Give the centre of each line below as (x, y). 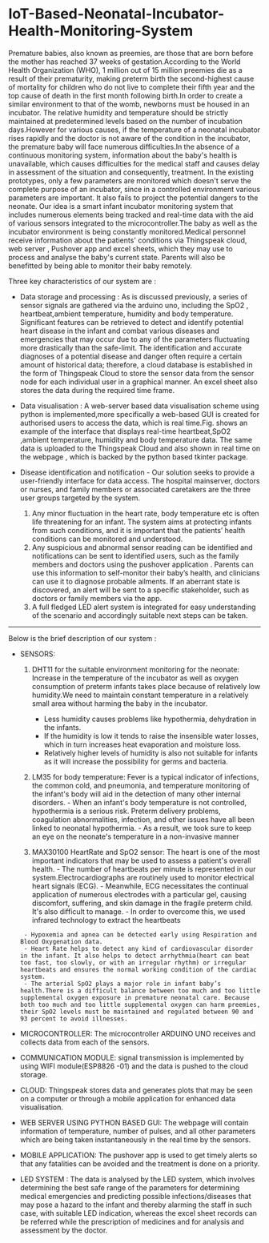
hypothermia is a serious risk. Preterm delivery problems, (126, 811)
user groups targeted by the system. (80, 498)
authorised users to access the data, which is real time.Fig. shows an (134, 423)
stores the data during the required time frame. (97, 390)
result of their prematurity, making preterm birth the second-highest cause (131, 78)
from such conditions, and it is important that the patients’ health (139, 530)
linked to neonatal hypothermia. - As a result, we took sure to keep (142, 828)
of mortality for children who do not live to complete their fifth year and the (132, 87)
